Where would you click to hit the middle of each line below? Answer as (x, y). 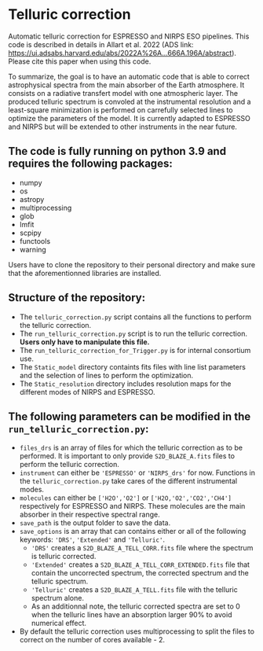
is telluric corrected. (64, 557)
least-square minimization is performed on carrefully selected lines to (121, 110)
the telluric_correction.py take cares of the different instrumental (128, 481)
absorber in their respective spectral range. (89, 515)
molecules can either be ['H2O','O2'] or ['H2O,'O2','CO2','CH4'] (125, 498)
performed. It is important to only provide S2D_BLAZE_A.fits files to (127, 456)
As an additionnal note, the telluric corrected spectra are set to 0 (136, 606)
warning (33, 249)
